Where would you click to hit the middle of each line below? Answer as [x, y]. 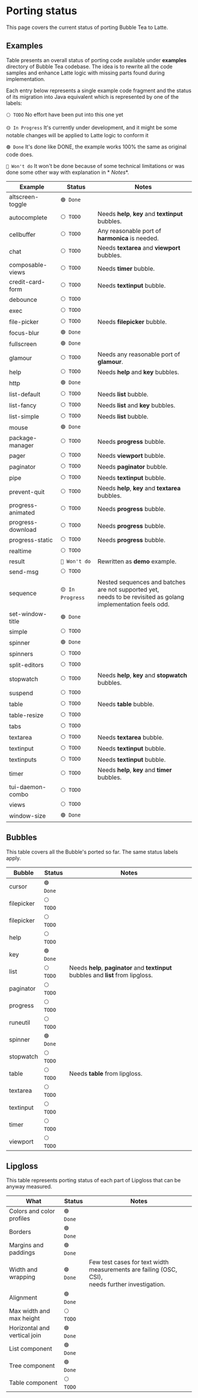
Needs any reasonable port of [139, 354]
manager [22, 445]
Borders [20, 1232]
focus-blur [24, 332]
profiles [20, 1219]
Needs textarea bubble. [131, 737]
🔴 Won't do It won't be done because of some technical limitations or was [95, 166]
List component [31, 1349]
